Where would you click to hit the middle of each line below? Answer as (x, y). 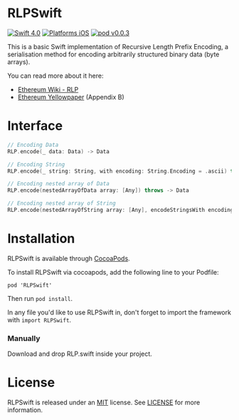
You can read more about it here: (55, 76)
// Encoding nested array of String (62, 204)
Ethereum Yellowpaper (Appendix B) (71, 97)
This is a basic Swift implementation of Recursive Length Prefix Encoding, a (118, 46)
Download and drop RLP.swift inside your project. (80, 354)
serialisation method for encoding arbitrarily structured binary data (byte (113, 54)
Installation (41, 239)
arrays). (19, 61)
